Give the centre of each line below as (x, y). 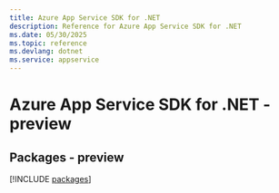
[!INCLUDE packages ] (50, 179)
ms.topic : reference (49, 43)
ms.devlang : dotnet (46, 52)
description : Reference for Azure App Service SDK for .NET (126, 26)
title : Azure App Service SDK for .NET (85, 18)
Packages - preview (67, 157)
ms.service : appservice (55, 60)
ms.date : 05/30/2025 (49, 34)
